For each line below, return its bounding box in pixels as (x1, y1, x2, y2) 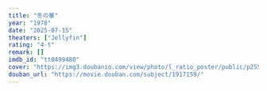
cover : (8, 63, 30, 71)
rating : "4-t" (8, 41, 56, 49)
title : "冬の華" (8, 11, 59, 20)
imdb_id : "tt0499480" (8, 56, 80, 64)
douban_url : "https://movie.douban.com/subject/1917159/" (8, 70, 204, 78)
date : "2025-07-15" (8, 26, 73, 34)
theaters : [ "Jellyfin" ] (8, 33, 87, 42)
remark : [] (8, 48, 44, 56)
